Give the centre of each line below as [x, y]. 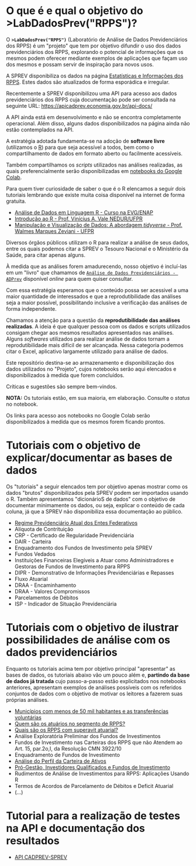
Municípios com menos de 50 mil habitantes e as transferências [91, 711]
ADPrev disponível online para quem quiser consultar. [70, 279]
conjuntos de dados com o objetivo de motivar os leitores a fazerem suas [94, 694]
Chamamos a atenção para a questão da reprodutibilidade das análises [93, 320]
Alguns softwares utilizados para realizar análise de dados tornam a [88, 339]
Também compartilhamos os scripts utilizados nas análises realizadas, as [94, 165]
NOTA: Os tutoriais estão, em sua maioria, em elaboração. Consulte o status [98, 398]
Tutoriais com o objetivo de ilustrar [92, 628]
